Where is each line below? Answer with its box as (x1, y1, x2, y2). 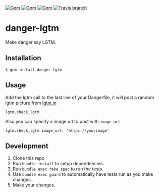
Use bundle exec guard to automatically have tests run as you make (12, 171, 153, 177)
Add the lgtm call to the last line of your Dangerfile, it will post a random (5, 94, 154, 101)
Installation (5, 54, 41, 63)
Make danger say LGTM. (5, 39, 57, 45)
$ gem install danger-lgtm (5, 67, 62, 72)
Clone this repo (12, 155, 44, 161)
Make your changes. (12, 182, 56, 188)
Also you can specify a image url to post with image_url (5, 118, 121, 124)
